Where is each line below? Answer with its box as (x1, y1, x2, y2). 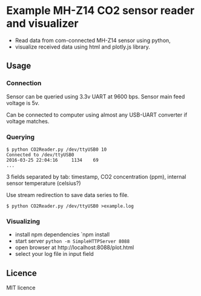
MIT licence (6, 284, 36, 292)
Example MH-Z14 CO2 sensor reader (6, 4, 195, 18)
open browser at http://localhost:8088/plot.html (15, 244, 134, 251)
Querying (6, 133, 35, 141)
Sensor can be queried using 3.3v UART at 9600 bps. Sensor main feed (6, 92, 185, 100)
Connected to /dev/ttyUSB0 (6, 151, 74, 158)
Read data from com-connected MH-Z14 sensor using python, (15, 36, 171, 44)
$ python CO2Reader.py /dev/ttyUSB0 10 (6, 146, 107, 153)
